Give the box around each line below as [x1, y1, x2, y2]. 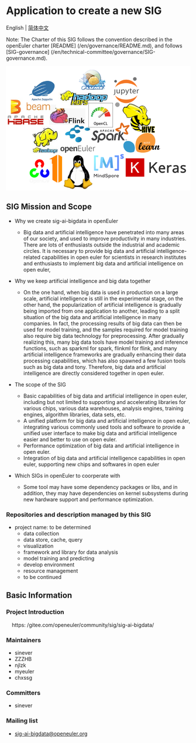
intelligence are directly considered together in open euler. [23, 369, 165, 376]
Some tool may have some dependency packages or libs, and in [23, 483, 178, 490]
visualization [23, 542, 54, 549]
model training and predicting [23, 554, 95, 561]
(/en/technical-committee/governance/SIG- [50, 48, 156, 55]
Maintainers [6, 636, 42, 644]
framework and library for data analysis [23, 549, 118, 556]
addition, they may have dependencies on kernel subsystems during [23, 489, 188, 497]
